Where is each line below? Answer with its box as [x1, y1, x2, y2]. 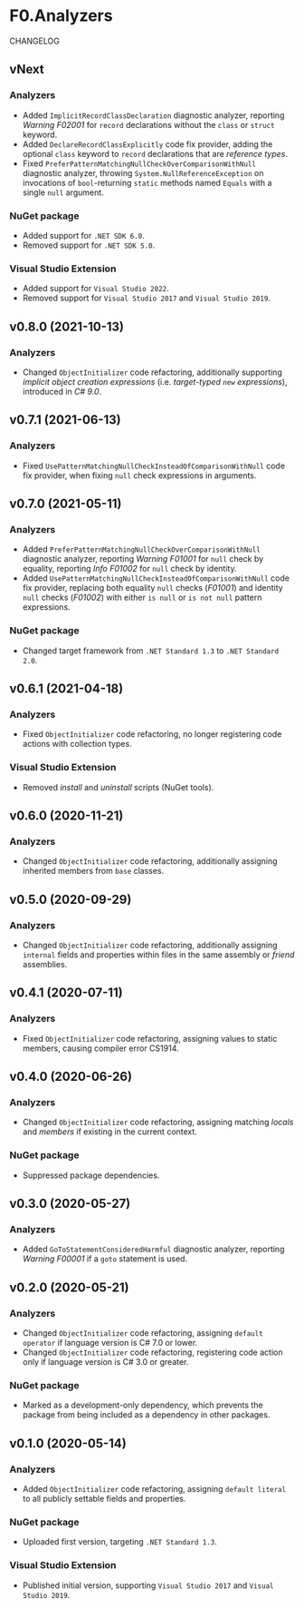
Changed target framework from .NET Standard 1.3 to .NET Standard [22, 645, 280, 656]
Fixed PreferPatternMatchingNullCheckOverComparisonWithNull [22, 158, 256, 169]
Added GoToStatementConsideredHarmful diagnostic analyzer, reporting [22, 1244, 285, 1255]
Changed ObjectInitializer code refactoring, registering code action [22, 1347, 283, 1358]
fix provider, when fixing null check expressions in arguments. [22, 469, 257, 481]
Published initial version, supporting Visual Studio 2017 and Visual [22, 1580, 274, 1591]
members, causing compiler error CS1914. [22, 1043, 179, 1054]
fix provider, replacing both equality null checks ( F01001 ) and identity [22, 583, 283, 593]
